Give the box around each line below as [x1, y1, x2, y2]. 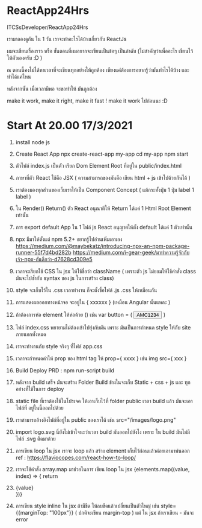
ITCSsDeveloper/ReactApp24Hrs [7, 24, 88, 31]
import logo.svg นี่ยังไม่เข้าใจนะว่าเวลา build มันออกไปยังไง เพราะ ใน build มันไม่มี [15, 428, 190, 435]
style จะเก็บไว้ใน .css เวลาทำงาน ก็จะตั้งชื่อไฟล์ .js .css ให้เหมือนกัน [15, 286, 158, 293]
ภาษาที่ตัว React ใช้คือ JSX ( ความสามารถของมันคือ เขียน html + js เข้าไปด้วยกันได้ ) [15, 174, 191, 181]
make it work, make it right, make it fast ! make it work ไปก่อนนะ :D [7, 97, 168, 104]
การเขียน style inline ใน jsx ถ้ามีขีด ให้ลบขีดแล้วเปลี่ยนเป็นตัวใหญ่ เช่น [15, 502, 160, 509]
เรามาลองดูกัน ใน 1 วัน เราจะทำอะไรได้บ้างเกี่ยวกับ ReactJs [7, 35, 127, 42]
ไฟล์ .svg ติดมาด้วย [15, 435, 56, 442]
